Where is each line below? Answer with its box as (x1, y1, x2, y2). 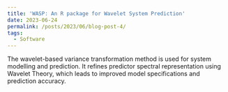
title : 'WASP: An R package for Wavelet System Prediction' (7, 10, 186, 17)
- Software (13, 36, 45, 43)
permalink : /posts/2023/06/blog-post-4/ (7, 23, 127, 30)
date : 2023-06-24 (7, 17, 58, 24)
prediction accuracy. (7, 77, 66, 85)
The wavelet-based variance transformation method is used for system (7, 55, 211, 63)
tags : (7, 29, 23, 37)
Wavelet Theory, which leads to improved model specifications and (7, 70, 200, 78)
